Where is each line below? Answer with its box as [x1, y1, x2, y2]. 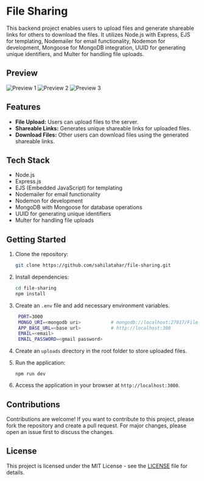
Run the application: [15, 359, 66, 366]
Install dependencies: [15, 273, 69, 281]
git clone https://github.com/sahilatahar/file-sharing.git [15, 262, 171, 269]
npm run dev [15, 371, 46, 377]
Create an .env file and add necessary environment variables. [15, 302, 170, 309]
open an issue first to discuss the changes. [6, 429, 114, 435]
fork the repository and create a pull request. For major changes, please [6, 422, 187, 429]
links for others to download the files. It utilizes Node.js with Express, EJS [6, 30, 191, 38]
